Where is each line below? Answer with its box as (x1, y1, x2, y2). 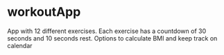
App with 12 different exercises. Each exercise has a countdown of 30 (7, 27, 207, 35)
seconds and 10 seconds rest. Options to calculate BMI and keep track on (7, 34, 218, 42)
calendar (7, 41, 33, 49)
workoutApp (7, 4, 81, 20)
